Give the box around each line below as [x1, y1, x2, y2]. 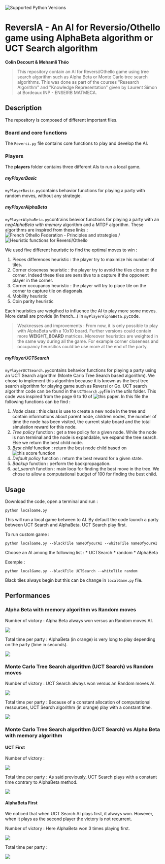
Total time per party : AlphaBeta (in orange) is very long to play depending [5, 636, 156, 642]
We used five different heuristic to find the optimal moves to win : [5, 247, 137, 253]
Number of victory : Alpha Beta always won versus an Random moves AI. [5, 617, 153, 623]
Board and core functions [5, 129, 67, 136]
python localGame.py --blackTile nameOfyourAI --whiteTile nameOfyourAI [5, 541, 158, 546]
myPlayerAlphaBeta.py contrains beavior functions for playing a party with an [5, 217, 159, 223]
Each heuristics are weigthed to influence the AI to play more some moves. [5, 308, 157, 314]
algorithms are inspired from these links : [5, 227, 88, 233]
